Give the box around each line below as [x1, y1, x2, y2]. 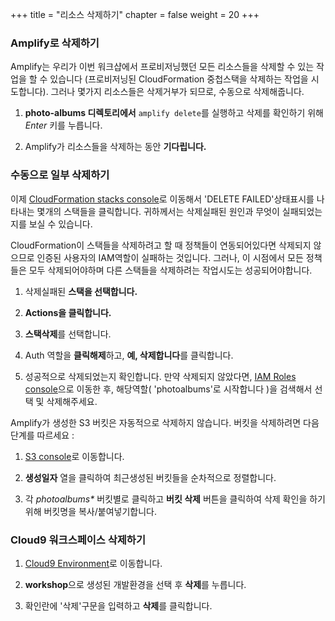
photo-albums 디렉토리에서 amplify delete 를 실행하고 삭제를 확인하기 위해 [24, 107, 324, 119]
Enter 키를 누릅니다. [24, 119, 103, 132]
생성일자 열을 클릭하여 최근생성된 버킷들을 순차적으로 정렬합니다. [24, 471, 277, 483]
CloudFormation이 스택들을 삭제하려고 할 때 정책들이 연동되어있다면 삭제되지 [10, 239, 312, 251]
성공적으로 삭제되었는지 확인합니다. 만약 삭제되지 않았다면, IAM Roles [24, 370, 297, 382]
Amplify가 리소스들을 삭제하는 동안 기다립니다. [24, 141, 207, 153]
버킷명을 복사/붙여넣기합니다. [43, 505, 157, 517]
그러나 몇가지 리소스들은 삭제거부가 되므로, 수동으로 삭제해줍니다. [50, 86, 305, 98]
